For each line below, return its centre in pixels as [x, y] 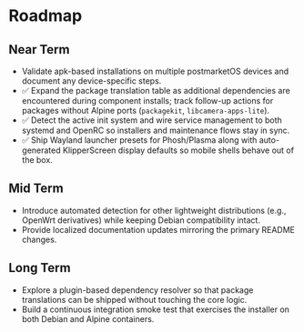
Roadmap [46, 16]
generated [41, 150]
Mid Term [36, 189]
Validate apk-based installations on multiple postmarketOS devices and [155, 71]
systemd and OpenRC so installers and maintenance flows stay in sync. [156, 130]
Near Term [39, 50]
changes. [39, 239]
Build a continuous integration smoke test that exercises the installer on [156, 309]
